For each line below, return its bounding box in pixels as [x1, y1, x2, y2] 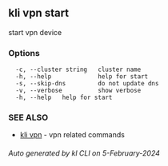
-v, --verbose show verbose [15, 87, 142, 95]
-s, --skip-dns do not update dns [15, 80, 159, 88]
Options [8, 47, 40, 58]
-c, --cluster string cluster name [15, 65, 142, 74]
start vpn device [8, 27, 62, 37]
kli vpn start [8, 6, 70, 20]
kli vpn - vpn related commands [19, 130, 126, 140]
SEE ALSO [8, 112, 49, 123]
